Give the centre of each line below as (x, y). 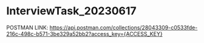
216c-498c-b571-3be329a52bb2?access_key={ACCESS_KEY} (84, 33)
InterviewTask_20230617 (71, 11)
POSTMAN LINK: (27, 27)
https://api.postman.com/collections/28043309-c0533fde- (124, 27)
